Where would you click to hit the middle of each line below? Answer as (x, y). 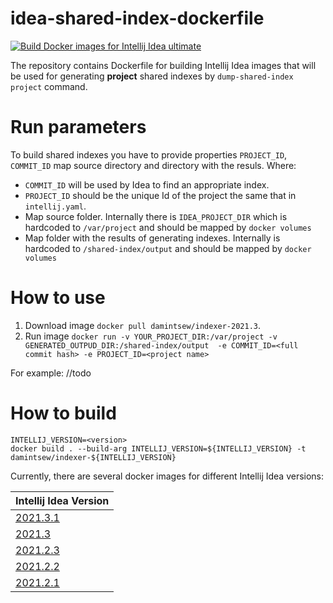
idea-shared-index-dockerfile (137, 18)
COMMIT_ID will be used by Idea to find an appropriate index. (147, 184)
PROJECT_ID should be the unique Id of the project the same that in (160, 195)
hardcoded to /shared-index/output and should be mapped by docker (168, 248)
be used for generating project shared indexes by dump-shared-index (152, 76)
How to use (58, 298)
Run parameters (78, 127)
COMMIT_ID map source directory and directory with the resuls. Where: (153, 165)
